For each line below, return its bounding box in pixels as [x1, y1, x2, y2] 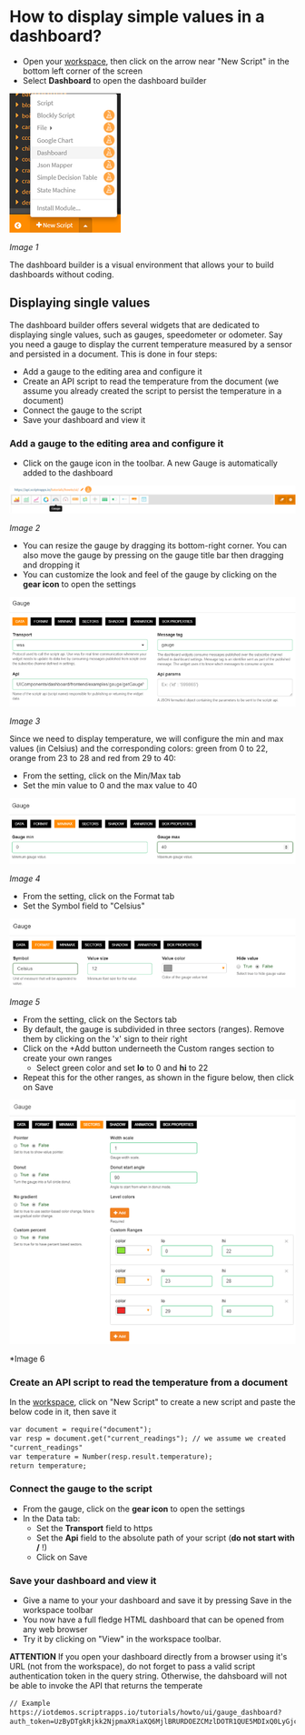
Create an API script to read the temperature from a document [9, 1376, 289, 1389]
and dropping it [22, 559, 80, 570]
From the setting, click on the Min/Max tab [22, 770, 182, 781]
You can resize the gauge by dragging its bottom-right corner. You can [22, 540, 288, 551]
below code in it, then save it [9, 1407, 117, 1418]
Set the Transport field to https [35, 1522, 153, 1533]
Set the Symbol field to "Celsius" [22, 900, 145, 911]
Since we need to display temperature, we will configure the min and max [9, 733, 284, 744]
